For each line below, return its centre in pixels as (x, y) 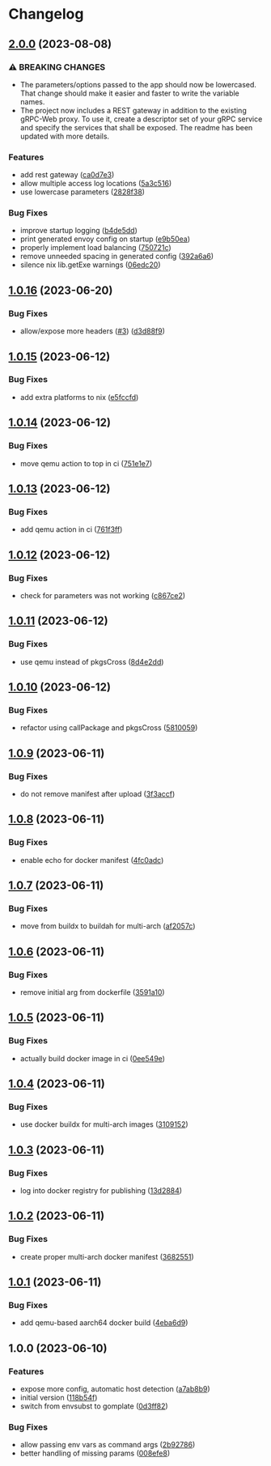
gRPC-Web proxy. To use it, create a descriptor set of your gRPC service (141, 119)
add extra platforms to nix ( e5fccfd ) (79, 397)
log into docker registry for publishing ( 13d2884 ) (101, 1191)
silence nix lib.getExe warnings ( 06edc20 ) (90, 265)
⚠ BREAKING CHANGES (57, 67)
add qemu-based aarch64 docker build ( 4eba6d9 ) (104, 1323)
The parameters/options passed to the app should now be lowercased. (138, 84)
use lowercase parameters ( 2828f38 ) (83, 192)
